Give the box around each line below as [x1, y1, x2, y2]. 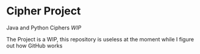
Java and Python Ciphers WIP [6, 24, 82, 31]
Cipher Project [6, 4, 81, 18]
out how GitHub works [6, 42, 63, 49]
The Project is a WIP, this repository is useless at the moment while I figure [6, 35, 194, 43]
